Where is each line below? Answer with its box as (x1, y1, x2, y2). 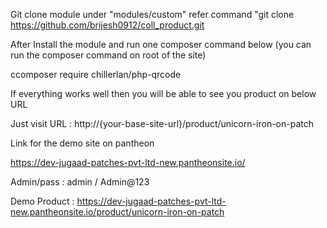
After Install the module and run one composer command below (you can (10, 39, 312, 50)
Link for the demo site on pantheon (10, 137, 155, 149)
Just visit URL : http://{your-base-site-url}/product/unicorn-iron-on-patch (10, 118, 315, 129)
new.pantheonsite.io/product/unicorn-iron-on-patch (10, 206, 225, 218)
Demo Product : (10, 195, 75, 207)
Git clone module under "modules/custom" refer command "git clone (10, 9, 295, 20)
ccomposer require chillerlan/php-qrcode (10, 69, 182, 80)
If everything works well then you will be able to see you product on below (10, 88, 317, 99)
